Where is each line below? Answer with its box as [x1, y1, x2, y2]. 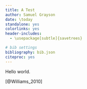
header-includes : [5, 31, 42, 36]
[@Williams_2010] [5, 78, 42, 84]
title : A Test [5, 7, 35, 13]
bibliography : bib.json [5, 49, 56, 55]
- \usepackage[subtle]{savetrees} [10, 36, 82, 41]
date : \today [5, 17, 33, 22]
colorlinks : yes [5, 26, 39, 32]
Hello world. [5, 68, 30, 74]
